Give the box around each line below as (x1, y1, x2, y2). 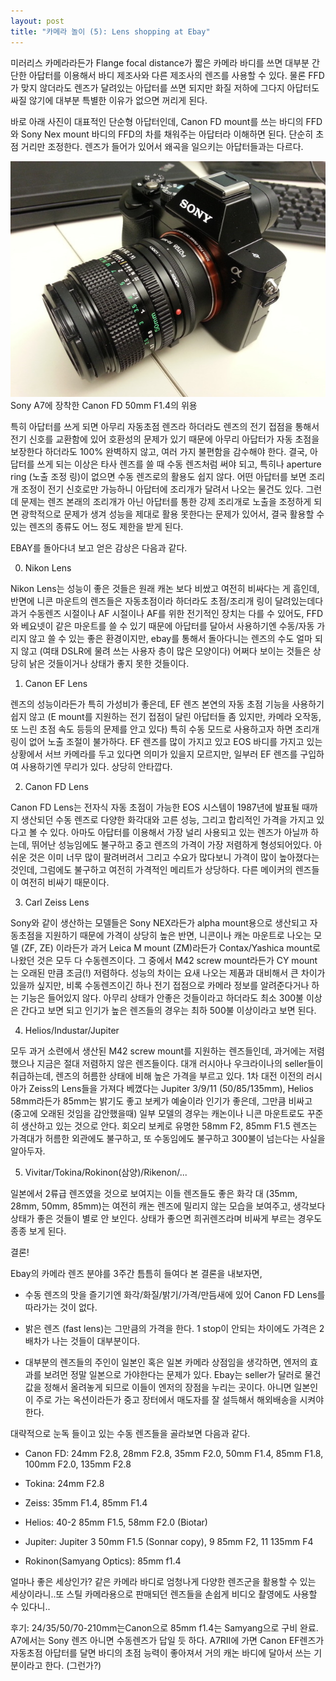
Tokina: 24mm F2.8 (24, 1478, 105, 1490)
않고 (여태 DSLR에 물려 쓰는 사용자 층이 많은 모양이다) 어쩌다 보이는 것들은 (20, 645, 311, 657)
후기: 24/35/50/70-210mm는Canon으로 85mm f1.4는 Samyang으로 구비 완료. (10, 1622, 319, 1634)
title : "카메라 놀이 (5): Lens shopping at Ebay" (10, 26, 211, 37)
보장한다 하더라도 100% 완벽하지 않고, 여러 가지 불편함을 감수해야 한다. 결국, (10, 446, 308, 458)
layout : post (10, 16, 65, 26)
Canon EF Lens (24, 678, 88, 690)
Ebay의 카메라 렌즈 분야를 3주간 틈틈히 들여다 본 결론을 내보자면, (10, 1268, 263, 1280)
